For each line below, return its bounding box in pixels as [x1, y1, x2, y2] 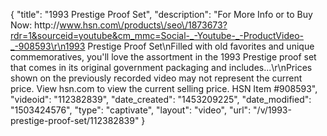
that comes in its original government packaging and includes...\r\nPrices [10, 62, 313, 73]
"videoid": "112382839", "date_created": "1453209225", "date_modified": [10, 94, 312, 105]
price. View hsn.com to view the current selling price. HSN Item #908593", [10, 83, 318, 94]
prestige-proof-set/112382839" [10, 115, 140, 126]
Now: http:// [10, 19, 60, 31]
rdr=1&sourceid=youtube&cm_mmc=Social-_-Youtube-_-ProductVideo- [10, 30, 304, 41]
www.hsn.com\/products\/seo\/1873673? [59, 19, 228, 31]
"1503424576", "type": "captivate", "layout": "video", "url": [10, 104, 252, 116]
